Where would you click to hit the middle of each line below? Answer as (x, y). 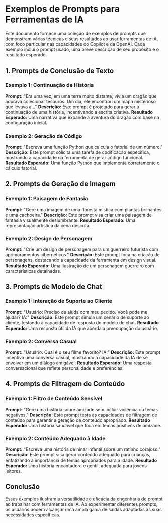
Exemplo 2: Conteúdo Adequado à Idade (55, 438)
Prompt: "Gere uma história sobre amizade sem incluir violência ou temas (82, 409)
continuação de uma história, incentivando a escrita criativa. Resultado (79, 112)
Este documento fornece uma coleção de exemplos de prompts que (76, 33)
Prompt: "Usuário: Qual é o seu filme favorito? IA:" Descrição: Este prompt (83, 352)
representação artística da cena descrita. (48, 225)
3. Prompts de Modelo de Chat (54, 287)
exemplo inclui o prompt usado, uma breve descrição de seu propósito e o (82, 49)
